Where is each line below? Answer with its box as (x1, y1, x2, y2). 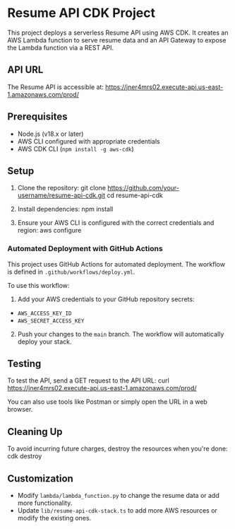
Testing (7, 358, 42, 370)
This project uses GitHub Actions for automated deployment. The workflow (7, 260, 226, 268)
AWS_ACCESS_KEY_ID (17, 310, 72, 317)
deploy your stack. (17, 337, 72, 346)
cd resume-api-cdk (107, 191, 164, 199)
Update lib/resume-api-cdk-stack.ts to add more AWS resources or (17, 506, 217, 515)
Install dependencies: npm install (17, 205, 114, 214)
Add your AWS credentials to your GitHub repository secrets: (17, 295, 195, 303)
